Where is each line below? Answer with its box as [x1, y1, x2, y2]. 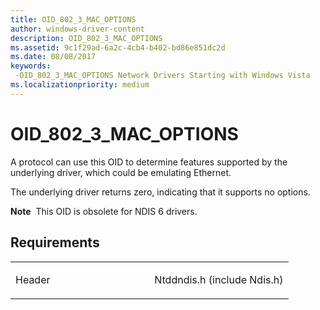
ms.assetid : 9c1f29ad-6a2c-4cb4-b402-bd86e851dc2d [10, 42, 226, 53]
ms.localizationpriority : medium [10, 80, 150, 90]
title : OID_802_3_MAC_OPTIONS [10, 14, 137, 25]
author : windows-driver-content [10, 24, 145, 34]
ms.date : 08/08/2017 [10, 52, 97, 62]
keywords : [10, 61, 52, 71]
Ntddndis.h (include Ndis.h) [154, 272, 284, 286]
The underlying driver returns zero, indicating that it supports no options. [10, 186, 311, 198]
